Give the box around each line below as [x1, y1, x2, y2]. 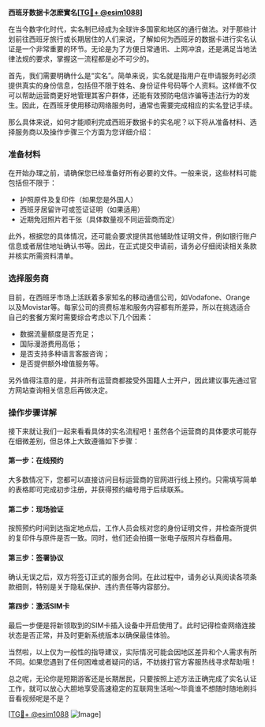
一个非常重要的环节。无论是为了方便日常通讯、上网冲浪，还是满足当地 [21, 44, 250, 54]
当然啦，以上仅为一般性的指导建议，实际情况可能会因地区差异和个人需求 [8, 647, 243, 657]
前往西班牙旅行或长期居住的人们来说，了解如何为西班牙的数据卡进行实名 [14, 35, 250, 43]
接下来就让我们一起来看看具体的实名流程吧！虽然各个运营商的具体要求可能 [8, 426, 250, 435]
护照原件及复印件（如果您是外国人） [19, 195, 138, 205]
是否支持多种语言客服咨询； [19, 348, 110, 358]
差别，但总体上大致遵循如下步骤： [28, 436, 140, 446]
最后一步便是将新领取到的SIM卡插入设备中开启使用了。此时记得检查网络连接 [8, 620, 256, 630]
